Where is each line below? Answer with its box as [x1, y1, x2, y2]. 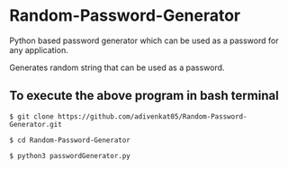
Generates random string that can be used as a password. [9, 62, 225, 73]
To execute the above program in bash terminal [9, 88, 279, 103]
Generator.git [9, 120, 63, 129]
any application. [9, 44, 69, 55]
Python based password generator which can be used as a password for [9, 35, 279, 46]
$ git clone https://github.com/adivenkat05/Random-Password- [9, 111, 247, 121]
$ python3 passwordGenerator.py [9, 151, 130, 160]
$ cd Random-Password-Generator [9, 136, 130, 145]
